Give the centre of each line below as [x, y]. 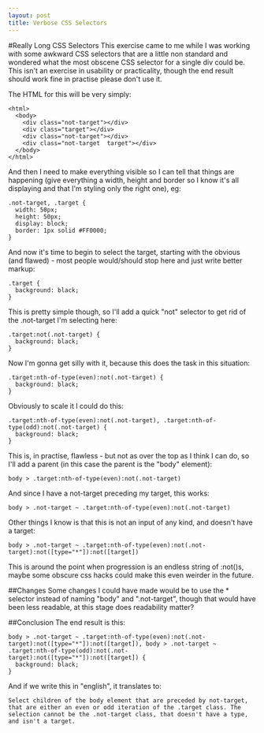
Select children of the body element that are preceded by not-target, [128, 700]
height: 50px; [38, 217]
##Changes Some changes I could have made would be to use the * [119, 590]
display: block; [42, 223]
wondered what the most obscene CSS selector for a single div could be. [127, 62]
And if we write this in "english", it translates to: [85, 686]
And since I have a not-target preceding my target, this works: [109, 493]
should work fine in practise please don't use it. [85, 79]
